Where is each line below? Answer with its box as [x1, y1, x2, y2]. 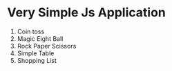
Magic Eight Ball [17, 34, 64, 42]
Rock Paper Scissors [17, 42, 77, 50]
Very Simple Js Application [7, 5, 166, 20]
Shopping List [17, 56, 57, 64]
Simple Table [17, 49, 55, 57]
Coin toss [17, 27, 45, 35]
